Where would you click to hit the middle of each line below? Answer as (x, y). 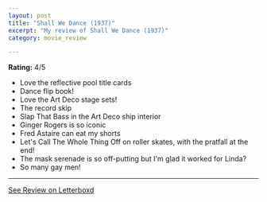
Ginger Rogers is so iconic (63, 125)
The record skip (46, 108)
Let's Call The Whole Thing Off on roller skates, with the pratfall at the (134, 142)
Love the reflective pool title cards (75, 83)
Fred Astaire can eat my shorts (70, 134)
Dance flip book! (46, 91)
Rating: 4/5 (27, 68)
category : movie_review (48, 38)
